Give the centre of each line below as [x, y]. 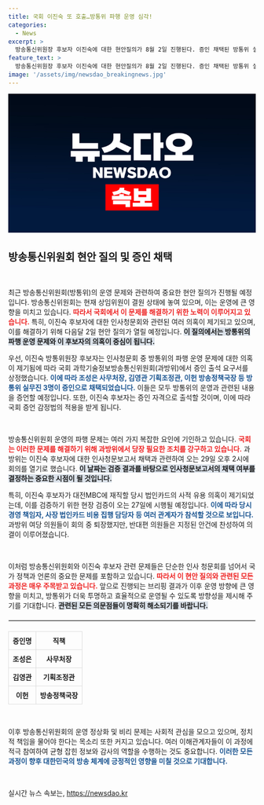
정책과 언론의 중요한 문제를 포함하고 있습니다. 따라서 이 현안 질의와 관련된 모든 [135, 576]
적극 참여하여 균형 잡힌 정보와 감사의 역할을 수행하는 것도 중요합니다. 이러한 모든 [130, 752]
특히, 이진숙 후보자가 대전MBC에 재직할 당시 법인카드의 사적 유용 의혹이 [118, 496]
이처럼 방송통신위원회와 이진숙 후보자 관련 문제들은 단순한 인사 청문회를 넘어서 [128, 566]
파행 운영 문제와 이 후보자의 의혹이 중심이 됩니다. [82, 342]
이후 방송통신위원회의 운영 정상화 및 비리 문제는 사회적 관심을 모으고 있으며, [123, 732]
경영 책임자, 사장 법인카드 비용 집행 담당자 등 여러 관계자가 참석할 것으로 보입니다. [131, 515]
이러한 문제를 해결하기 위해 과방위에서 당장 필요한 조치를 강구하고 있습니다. [129, 449]
